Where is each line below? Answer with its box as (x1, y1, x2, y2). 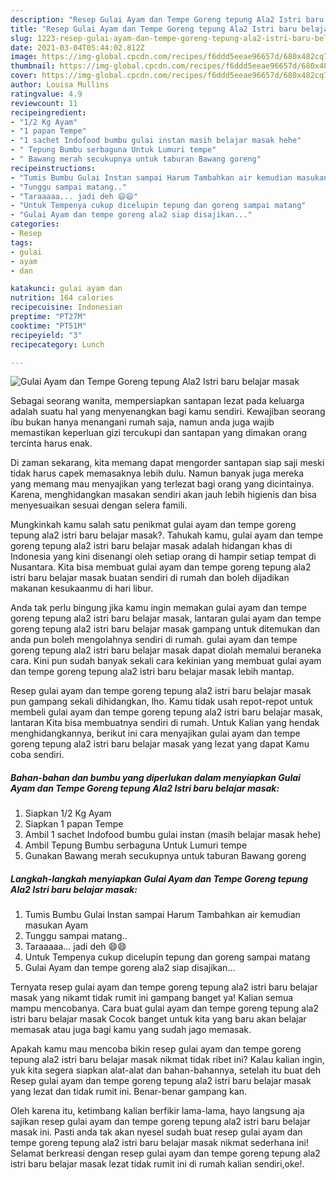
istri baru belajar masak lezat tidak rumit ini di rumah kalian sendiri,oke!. (10, 1158, 305, 1170)
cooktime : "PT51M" (10, 321, 87, 331)
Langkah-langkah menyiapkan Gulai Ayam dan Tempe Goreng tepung (10, 872, 309, 885)
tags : (10, 237, 33, 248)
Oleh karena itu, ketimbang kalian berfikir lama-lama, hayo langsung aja (10, 1105, 305, 1117)
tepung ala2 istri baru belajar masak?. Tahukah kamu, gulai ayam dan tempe (10, 529, 324, 541)
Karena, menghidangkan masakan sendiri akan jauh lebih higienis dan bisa (10, 489, 317, 501)
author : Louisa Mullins (10, 80, 110, 90)
